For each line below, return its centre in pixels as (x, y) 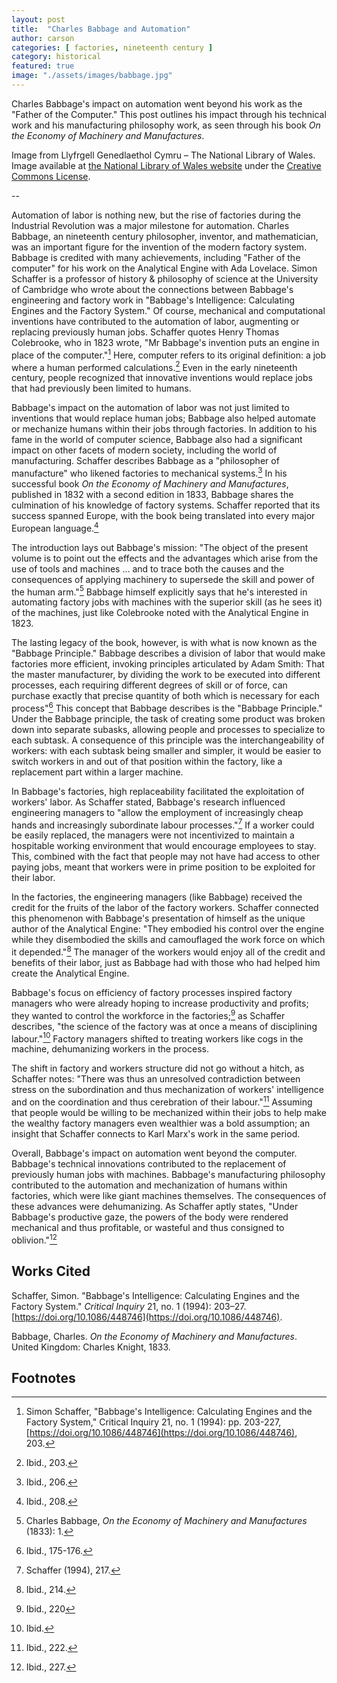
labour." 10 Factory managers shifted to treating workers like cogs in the (157, 1038)
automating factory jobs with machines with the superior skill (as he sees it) (167, 602)
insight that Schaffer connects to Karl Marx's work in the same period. (156, 1134)
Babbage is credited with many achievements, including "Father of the (156, 257)
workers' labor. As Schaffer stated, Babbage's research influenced (148, 802)
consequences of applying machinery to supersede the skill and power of (163, 579)
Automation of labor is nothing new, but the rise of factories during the (156, 215)
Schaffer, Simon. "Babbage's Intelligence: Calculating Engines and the (155, 1295)
